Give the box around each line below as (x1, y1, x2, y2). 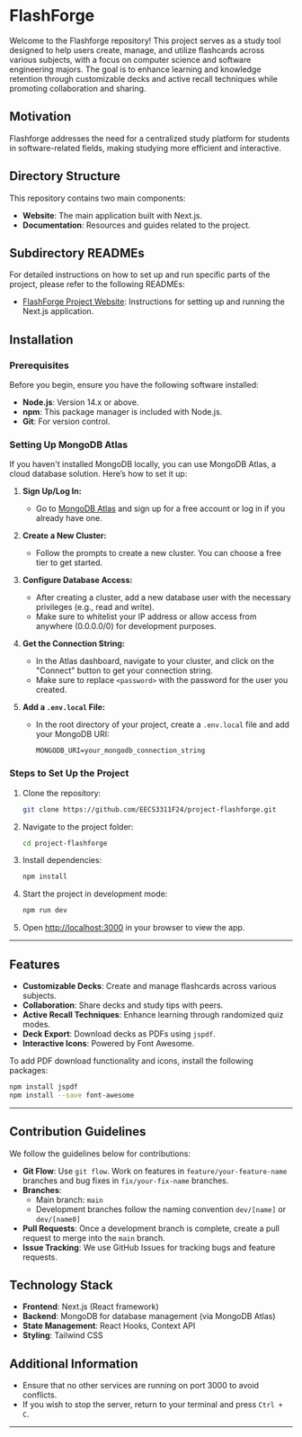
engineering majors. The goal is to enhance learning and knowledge (9, 64, 262, 75)
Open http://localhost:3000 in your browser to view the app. (22, 922, 245, 933)
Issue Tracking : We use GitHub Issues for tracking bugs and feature (22, 1242, 276, 1253)
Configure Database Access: (22, 575, 133, 586)
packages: (9, 1064, 49, 1075)
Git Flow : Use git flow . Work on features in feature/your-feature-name (22, 1165, 288, 1176)
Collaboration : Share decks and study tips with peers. (22, 1000, 224, 1010)
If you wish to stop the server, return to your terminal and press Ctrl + (22, 1399, 283, 1410)
